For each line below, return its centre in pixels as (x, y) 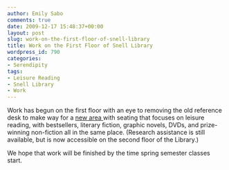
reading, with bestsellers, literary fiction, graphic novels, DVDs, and (103, 125)
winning (18, 133)
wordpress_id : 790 (34, 53)
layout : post (26, 33)
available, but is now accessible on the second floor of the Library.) (103, 140)
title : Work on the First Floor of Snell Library (80, 46)
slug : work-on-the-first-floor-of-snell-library (79, 39)
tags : (15, 71)
